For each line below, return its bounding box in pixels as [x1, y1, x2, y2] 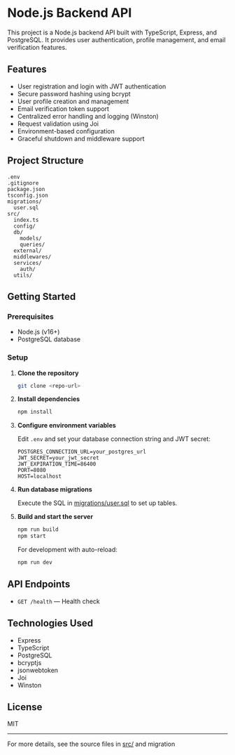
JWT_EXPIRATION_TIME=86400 [17, 461, 97, 468]
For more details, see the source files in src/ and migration [7, 740, 176, 749]
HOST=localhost [17, 473, 62, 480]
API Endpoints [7, 578, 71, 591]
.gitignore [7, 179, 39, 187]
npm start [17, 532, 47, 540]
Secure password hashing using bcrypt [17, 89, 131, 98]
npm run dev [17, 559, 52, 566]
